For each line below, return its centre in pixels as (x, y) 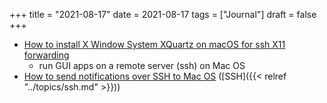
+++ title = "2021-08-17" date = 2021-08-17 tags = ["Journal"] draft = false (163, 14)
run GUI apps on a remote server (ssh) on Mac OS (142, 65)
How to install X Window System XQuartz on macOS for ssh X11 (154, 44)
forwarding (46, 55)
